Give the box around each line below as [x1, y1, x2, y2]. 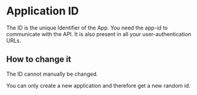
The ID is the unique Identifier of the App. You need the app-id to [6, 24, 168, 31]
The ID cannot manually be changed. [6, 70, 98, 78]
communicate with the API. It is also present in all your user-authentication [6, 30, 192, 37]
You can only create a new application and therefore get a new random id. [6, 82, 191, 89]
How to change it [6, 54, 71, 64]
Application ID [6, 4, 79, 18]
